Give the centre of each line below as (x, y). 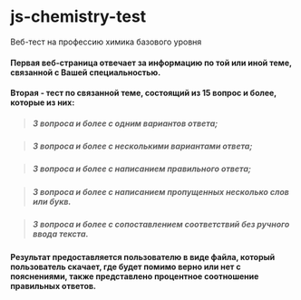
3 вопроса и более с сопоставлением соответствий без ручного (161, 225)
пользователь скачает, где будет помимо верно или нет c (126, 266)
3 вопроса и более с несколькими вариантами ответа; (142, 146)
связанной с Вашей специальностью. (86, 72)
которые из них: (43, 102)
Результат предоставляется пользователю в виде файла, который (143, 256)
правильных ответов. (53, 285)
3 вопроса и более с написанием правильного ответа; (142, 169)
